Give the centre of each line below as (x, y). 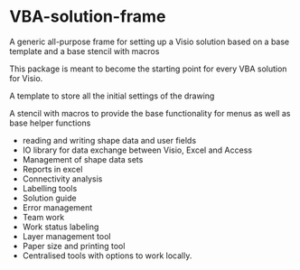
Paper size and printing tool (74, 246)
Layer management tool (66, 236)
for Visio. (26, 78)
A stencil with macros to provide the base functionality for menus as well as (150, 113)
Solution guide (49, 198)
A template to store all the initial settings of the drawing (112, 96)
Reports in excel (52, 169)
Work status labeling (61, 227)
